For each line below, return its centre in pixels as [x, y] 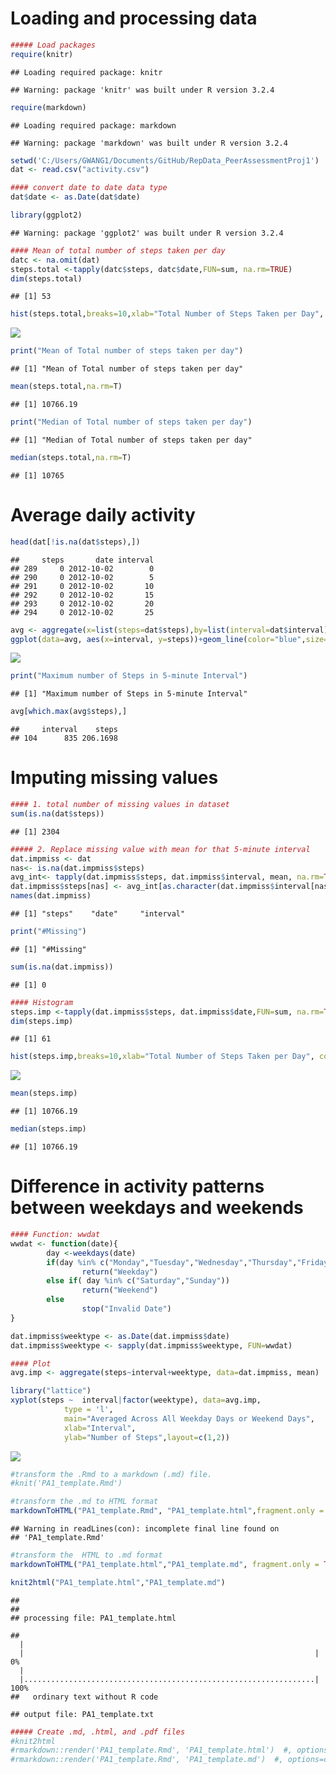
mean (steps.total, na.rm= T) [66, 387]
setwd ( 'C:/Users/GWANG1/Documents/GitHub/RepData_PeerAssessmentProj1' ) [165, 160]
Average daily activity [103, 515]
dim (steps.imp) [42, 1021]
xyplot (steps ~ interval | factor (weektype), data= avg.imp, [136, 1400]
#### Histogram [42, 1002]
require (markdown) [48, 107]
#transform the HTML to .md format [86, 1555]
